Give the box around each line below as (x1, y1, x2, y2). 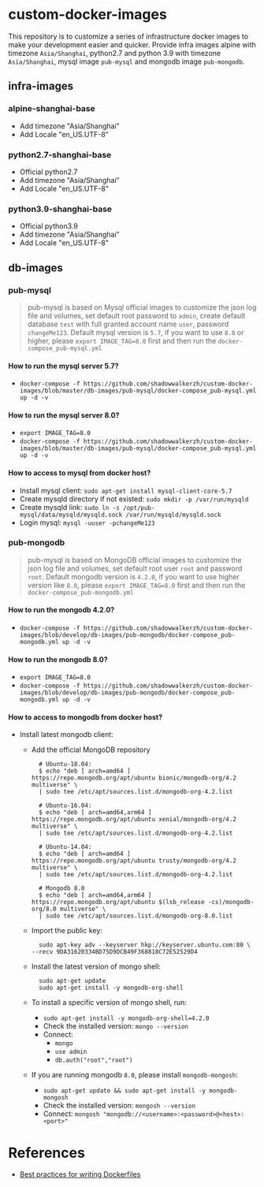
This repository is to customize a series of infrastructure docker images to (8, 32, 249, 41)
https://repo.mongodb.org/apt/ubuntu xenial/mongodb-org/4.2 (31, 816, 236, 824)
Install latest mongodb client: (19, 730, 114, 739)
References (8, 1144, 85, 1162)
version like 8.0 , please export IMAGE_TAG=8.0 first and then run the (27, 580, 246, 590)
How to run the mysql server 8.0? (8, 410, 120, 419)
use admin (54, 1048, 87, 1056)
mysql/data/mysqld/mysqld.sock (19, 511, 123, 519)
